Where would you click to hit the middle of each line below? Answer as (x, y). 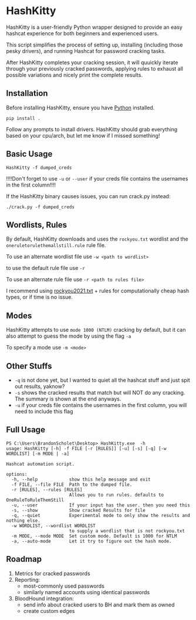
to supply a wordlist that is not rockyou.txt (127, 531)
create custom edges (49, 611)
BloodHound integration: (44, 598)
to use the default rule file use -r (45, 268)
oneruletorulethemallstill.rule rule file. (56, 245)
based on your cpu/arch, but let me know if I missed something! (83, 135)
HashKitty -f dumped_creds (39, 168)
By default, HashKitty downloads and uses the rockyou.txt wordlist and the (97, 239)
